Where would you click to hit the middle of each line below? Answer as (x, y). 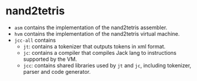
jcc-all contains (35, 40)
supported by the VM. (50, 59)
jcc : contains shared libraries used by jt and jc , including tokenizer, (107, 65)
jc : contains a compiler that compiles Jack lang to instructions (100, 52)
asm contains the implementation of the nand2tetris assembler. (91, 27)
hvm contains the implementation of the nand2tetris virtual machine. (97, 33)
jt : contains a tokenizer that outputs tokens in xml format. (94, 46)
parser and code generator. (57, 71)
